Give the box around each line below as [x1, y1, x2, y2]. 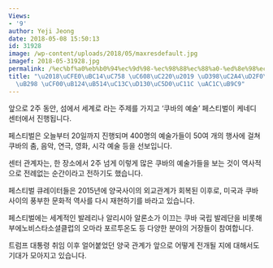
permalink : [8, 65, 45, 73]
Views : [8, 11, 31, 20]
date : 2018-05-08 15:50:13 [8, 34, 100, 43]
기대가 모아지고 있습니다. [8, 250, 87, 260]
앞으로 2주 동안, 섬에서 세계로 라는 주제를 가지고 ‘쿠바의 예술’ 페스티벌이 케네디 [8, 103, 258, 113]
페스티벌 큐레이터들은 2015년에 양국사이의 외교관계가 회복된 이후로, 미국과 [8, 185, 244, 195]
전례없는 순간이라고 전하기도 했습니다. [23, 168, 144, 178]
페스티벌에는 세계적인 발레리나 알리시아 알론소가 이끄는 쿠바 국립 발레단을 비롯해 [8, 213, 262, 223]
